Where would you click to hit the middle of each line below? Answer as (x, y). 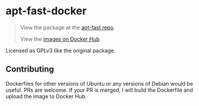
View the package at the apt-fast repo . (68, 27)
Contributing (30, 69)
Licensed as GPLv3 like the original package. (60, 50)
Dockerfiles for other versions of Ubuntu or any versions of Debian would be (99, 83)
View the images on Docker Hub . (60, 39)
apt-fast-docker (46, 11)
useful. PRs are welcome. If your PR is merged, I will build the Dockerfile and (99, 90)
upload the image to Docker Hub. (46, 96)
